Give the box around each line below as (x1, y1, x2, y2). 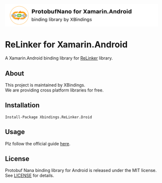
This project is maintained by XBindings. (5, 82, 86, 88)
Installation (5, 101, 40, 109)
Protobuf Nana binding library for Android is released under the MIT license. (5, 168, 157, 173)
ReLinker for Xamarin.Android (5, 39, 128, 50)
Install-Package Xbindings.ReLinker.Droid (5, 115, 92, 120)
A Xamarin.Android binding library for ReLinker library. (5, 55, 113, 61)
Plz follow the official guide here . (5, 140, 71, 146)
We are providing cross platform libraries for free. (5, 87, 104, 93)
